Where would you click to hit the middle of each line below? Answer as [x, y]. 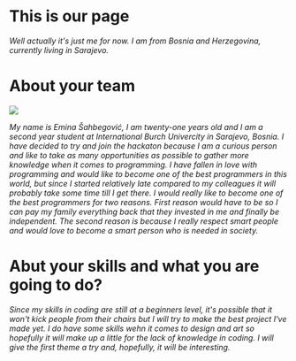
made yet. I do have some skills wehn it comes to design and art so [132, 328]
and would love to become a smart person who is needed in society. [134, 230]
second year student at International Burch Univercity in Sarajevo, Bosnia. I [147, 136]
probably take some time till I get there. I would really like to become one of [146, 193]
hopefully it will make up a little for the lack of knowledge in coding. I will [141, 337]
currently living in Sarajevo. [59, 50]
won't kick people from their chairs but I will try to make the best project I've [148, 319]
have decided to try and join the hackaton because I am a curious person [143, 146]
